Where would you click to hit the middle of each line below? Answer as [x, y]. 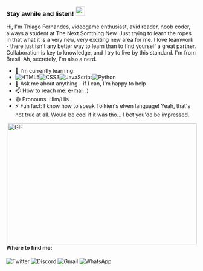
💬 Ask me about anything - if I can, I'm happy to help [80, 84]
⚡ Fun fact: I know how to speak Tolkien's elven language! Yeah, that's [103, 106]
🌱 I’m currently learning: [45, 71]
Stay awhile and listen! [40, 13]
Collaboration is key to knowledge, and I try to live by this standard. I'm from [101, 53]
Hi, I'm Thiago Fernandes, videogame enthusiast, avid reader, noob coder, [98, 27]
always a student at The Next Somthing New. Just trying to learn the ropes [99, 33]
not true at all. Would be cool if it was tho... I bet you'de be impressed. [102, 115]
